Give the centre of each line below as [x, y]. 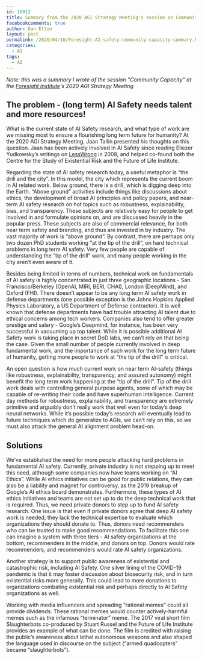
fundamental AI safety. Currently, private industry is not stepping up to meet [100, 466]
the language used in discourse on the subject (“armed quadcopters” [92, 643]
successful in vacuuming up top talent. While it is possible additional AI [94, 332]
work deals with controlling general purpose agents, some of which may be [100, 388]
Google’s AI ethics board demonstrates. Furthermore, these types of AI [94, 492]
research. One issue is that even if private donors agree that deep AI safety [99, 511]
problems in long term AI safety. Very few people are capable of [85, 249]
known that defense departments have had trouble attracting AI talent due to [101, 312]
